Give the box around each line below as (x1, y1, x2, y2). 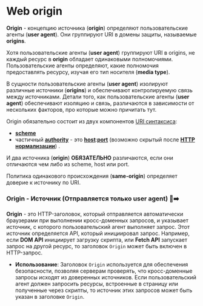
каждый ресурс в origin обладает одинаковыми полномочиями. (6, 55, 173, 63)
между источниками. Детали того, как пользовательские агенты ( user (6, 93, 190, 100)
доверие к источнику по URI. (6, 178, 81, 186)
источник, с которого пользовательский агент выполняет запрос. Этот (6, 223, 190, 231)
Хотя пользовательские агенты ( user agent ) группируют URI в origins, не (6, 49, 195, 56)
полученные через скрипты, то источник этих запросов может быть (15, 287, 193, 294)
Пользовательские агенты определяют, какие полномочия (6, 62, 159, 69)
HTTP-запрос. (6, 249, 43, 256)
